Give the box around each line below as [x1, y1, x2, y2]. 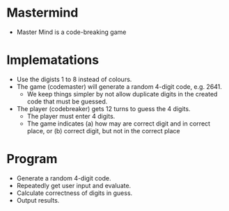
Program [6, 151, 58, 167]
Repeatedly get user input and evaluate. [16, 181, 132, 189]
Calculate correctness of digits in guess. [16, 189, 133, 197]
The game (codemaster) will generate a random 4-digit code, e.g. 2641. [16, 82, 222, 91]
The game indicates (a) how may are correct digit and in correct [26, 119, 210, 128]
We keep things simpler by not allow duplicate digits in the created [26, 90, 218, 98]
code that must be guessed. [26, 97, 108, 105]
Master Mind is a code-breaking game [16, 28, 127, 36]
